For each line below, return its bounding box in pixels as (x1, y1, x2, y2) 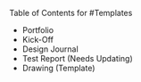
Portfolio (21, 25, 54, 35)
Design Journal (21, 44, 79, 54)
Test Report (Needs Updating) (21, 53, 133, 63)
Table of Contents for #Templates (9, 8, 133, 18)
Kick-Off (21, 35, 54, 45)
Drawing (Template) (21, 62, 95, 73)
